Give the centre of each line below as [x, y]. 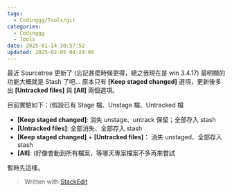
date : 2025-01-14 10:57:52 [46, 46]
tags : [15, 14]
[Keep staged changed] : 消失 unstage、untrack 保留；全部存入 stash [116, 119]
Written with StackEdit [56, 182]
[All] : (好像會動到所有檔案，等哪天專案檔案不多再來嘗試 [96, 152]
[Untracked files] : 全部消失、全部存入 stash [80, 128]
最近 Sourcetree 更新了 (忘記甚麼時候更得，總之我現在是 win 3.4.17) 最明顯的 [116, 73]
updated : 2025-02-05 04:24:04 [51, 53]
